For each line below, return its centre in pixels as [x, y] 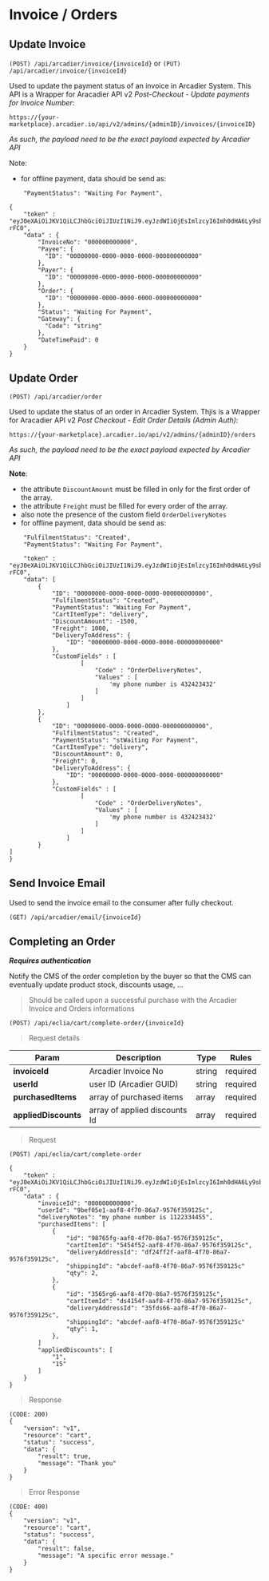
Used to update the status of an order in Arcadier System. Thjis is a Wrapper [134, 411]
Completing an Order [62, 942]
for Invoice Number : [42, 103]
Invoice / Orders [63, 15]
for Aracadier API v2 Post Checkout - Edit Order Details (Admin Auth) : [124, 420]
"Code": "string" [73, 326]
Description [138, 1058]
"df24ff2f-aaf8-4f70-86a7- [186, 1252]
